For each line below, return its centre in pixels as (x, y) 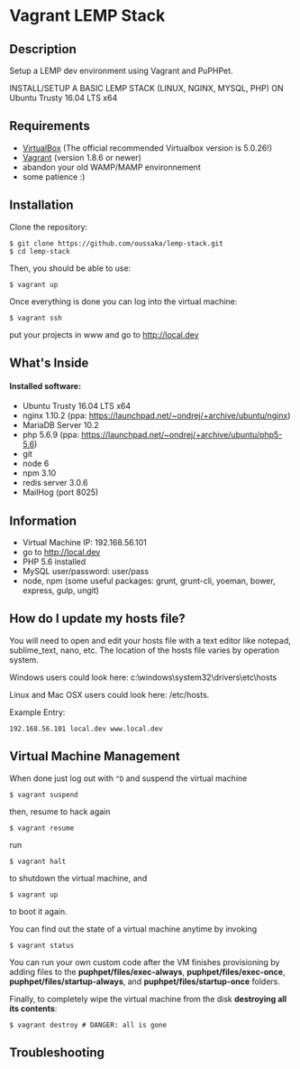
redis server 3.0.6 (55, 483)
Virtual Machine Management (95, 756)
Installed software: (45, 386)
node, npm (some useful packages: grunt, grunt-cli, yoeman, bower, (149, 581)
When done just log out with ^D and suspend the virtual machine (128, 778)
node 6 (36, 464)
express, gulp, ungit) (60, 590)
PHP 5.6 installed (54, 562)
